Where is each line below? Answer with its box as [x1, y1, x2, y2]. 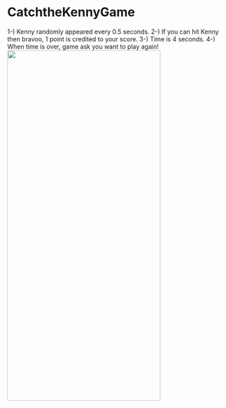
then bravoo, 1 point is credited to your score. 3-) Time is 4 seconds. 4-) [7, 34, 216, 43]
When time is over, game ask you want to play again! [7, 42, 159, 50]
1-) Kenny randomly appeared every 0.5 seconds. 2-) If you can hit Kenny [7, 27, 219, 36]
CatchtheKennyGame [7, 4, 135, 20]
